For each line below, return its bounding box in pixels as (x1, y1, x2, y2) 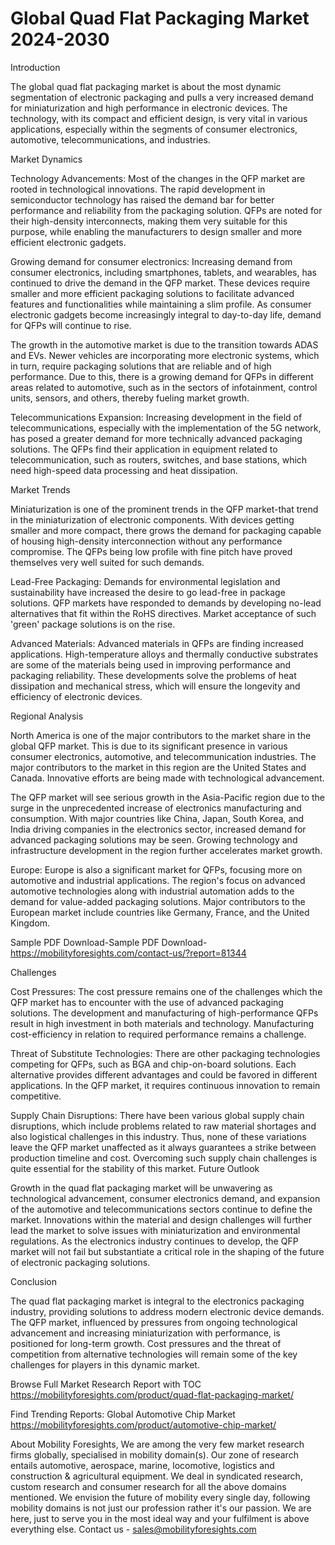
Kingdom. (10, 917, 51, 929)
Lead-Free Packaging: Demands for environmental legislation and (10, 575, 281, 587)
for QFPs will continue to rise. (10, 319, 132, 331)
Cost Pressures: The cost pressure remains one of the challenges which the (10, 985, 323, 997)
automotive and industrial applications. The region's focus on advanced (10, 874, 306, 886)
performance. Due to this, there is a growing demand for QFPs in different (10, 370, 314, 382)
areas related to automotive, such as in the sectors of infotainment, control (10, 381, 318, 393)
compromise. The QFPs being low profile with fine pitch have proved (10, 545, 293, 557)
